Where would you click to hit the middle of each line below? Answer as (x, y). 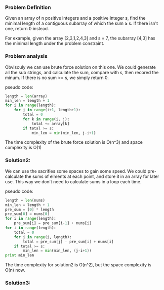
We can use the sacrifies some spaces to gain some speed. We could (76, 171)
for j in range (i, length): (43, 237)
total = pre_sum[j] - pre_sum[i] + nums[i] (68, 242)
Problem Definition (28, 7)
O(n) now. (15, 270)
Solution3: (18, 283)
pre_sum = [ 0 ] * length (30, 209)
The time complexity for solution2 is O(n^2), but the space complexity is (78, 265)
